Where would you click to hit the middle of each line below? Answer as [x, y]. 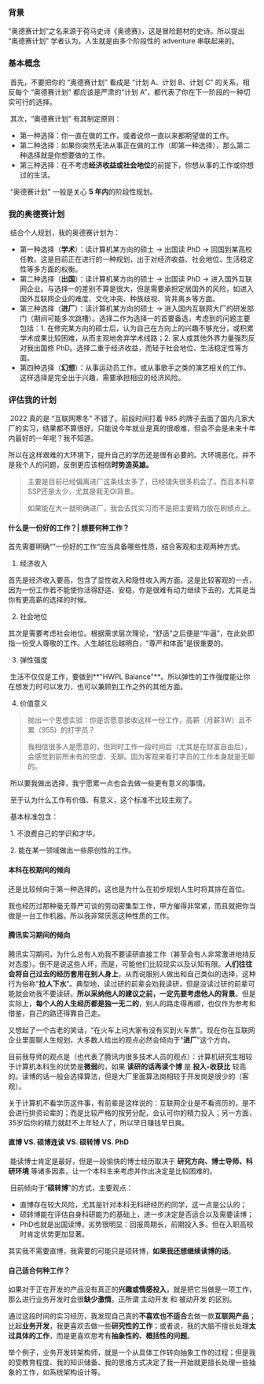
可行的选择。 [35, 102]
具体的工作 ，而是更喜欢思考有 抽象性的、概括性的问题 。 [104, 1336]
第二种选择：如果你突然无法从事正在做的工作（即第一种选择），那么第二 [135, 145]
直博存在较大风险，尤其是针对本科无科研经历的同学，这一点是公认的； [133, 1205]
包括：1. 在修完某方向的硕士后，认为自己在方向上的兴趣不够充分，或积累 [136, 328]
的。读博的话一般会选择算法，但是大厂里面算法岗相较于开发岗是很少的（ [125, 1076]
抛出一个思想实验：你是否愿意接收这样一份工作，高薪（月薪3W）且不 [140, 720]
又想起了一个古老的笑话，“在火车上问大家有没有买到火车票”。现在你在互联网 [132, 1030]
